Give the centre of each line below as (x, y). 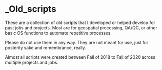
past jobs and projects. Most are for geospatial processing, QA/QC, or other (81, 27)
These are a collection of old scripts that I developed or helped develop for (80, 23)
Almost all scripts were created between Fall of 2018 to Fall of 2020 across (80, 57)
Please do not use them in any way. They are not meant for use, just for (77, 42)
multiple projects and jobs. (32, 62)
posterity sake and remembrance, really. (46, 47)
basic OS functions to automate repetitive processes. (59, 33)
